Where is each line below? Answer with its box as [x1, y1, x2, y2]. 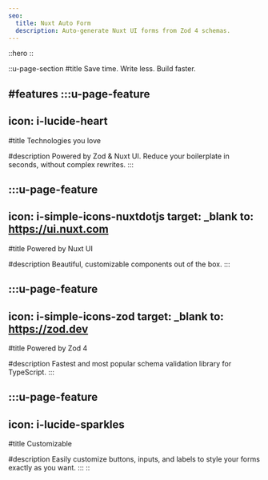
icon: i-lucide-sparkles [8, 418, 126, 431]
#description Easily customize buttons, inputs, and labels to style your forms [8, 454, 260, 464]
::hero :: [8, 49, 34, 58]
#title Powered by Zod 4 [8, 343, 88, 353]
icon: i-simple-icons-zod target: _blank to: [8, 310, 224, 323]
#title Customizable [8, 439, 73, 449]
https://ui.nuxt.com [8, 222, 110, 236]
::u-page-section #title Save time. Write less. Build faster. [8, 64, 196, 74]
